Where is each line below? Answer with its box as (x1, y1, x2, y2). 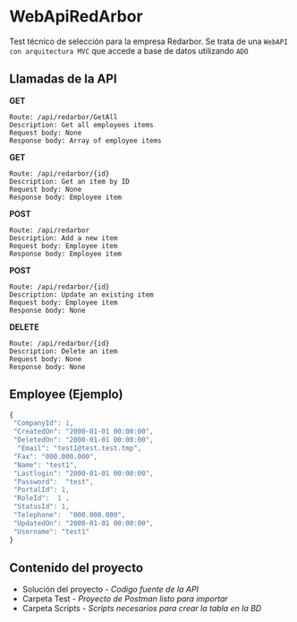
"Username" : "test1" (13, 527, 90, 536)
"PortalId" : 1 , (13, 486, 70, 495)
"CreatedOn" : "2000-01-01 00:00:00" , (13, 428, 154, 436)
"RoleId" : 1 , (13, 494, 70, 503)
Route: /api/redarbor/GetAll (9, 112, 118, 122)
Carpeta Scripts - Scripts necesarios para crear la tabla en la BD (21, 603, 262, 614)
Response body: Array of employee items (9, 136, 163, 145)
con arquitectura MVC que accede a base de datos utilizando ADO (9, 45, 249, 56)
